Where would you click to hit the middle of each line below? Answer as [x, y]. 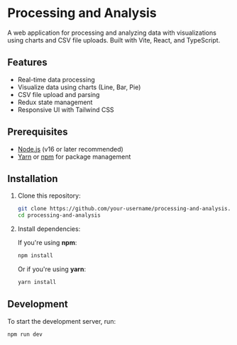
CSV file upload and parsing [59, 94]
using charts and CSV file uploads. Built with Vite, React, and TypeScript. [114, 40]
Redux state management [55, 102]
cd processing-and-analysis [59, 215]
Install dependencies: [49, 229]
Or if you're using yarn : [52, 269]
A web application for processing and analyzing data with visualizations [112, 33]
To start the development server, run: [61, 321]
